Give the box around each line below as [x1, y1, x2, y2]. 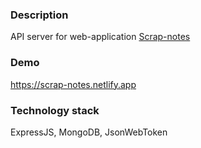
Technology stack [10, 103, 100, 117]
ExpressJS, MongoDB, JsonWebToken [10, 126, 168, 138]
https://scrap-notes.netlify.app [10, 78, 137, 90]
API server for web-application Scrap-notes [10, 31, 191, 43]
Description [10, 8, 69, 22]
